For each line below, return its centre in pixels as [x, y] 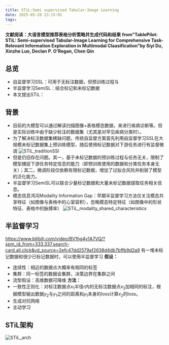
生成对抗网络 [26, 301]
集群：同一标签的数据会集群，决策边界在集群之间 [64, 274]
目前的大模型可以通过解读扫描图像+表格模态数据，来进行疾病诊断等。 [85, 125]
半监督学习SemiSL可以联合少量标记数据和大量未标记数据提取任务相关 [85, 183]
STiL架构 [19, 325]
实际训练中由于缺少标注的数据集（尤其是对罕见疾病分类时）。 [80, 132]
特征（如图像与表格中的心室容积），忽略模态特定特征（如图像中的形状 [89, 202]
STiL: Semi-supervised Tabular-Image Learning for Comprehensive [78, 40]
